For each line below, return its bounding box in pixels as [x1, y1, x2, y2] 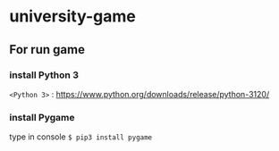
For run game [9, 42, 85, 57]
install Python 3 [9, 69, 79, 81]
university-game [9, 6, 136, 27]
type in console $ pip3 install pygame [9, 131, 153, 142]
